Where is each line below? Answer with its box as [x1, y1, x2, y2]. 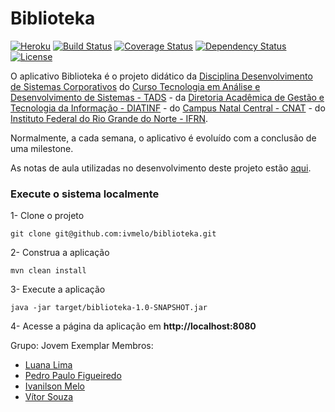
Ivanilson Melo [24, 380, 85, 392]
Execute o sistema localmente [10, 187, 160, 201]
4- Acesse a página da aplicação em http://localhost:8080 [10, 320, 257, 332]
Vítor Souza [24, 391, 74, 403]
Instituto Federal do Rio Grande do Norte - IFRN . [10, 112, 209, 124]
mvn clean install [10, 266, 87, 276]
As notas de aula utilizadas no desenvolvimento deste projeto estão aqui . [10, 162, 312, 174]
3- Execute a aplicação [10, 283, 106, 296]
